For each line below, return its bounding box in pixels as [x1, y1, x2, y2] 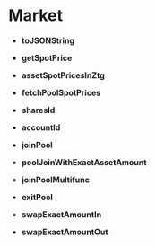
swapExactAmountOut [21, 226, 108, 237]
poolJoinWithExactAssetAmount [21, 156, 147, 167]
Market [8, 5, 64, 26]
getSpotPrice [21, 52, 73, 63]
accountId [21, 122, 61, 133]
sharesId [21, 104, 56, 115]
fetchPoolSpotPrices [21, 87, 101, 98]
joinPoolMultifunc [21, 174, 91, 185]
